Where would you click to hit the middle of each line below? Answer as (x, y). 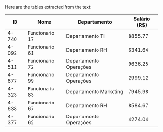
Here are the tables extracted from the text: (48, 7)
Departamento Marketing (95, 92)
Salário (142, 19)
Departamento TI (86, 36)
